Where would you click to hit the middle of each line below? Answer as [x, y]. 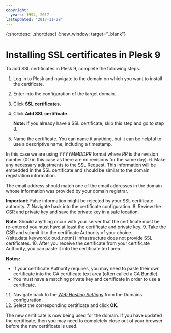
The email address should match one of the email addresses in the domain [84, 186]
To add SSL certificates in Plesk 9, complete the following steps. [73, 69]
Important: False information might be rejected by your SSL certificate [80, 201]
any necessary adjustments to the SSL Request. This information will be [81, 165]
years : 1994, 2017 [30, 15]
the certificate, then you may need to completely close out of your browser [84, 321]
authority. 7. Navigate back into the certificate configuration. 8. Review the [83, 207]
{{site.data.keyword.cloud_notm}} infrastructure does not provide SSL [79, 238]
